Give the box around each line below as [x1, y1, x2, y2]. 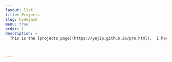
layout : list [5, 7, 33, 13]
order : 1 [5, 26, 24, 32]
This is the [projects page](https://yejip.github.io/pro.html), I [10, 36, 159, 41]
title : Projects [5, 12, 40, 17]
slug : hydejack [5, 17, 38, 22]
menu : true [5, 21, 29, 27]
